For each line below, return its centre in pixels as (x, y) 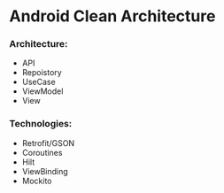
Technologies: (41, 124)
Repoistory (42, 73)
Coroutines (42, 152)
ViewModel (42, 91)
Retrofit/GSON (48, 143)
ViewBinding (45, 171)
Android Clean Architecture (112, 16)
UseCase (39, 82)
